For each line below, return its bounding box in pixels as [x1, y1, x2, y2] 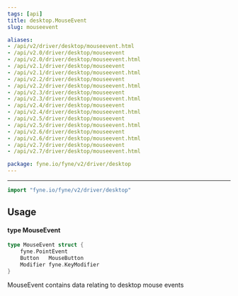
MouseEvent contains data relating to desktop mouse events [7, 280, 184, 289]
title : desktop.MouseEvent [7, 17, 87, 24]
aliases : [7, 36, 33, 43]
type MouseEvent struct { [7, 242, 84, 249]
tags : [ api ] [7, 10, 42, 18]
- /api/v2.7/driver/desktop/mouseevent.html [7, 148, 141, 155]
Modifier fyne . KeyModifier [20, 261, 100, 268]
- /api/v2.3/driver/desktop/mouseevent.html [7, 95, 141, 102]
